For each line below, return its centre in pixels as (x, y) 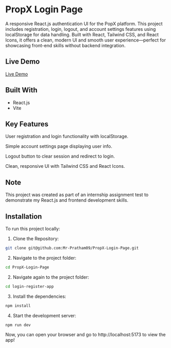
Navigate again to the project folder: (51, 277)
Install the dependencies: (40, 296)
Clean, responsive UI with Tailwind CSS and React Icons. (65, 166)
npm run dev (18, 325)
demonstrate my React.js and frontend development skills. (67, 200)
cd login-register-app (30, 286)
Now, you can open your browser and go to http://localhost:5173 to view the (85, 335)
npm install (18, 306)
